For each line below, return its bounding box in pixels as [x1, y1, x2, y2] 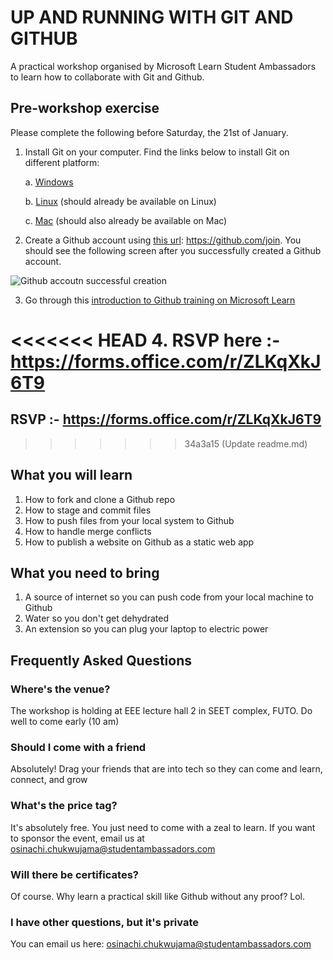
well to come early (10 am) [10, 716, 120, 728]
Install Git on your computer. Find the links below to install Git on [24, 146, 290, 158]
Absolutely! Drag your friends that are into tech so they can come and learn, [10, 763, 323, 775]
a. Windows [24, 176, 74, 188]
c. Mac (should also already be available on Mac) [24, 214, 228, 226]
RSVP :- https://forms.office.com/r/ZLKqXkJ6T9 [10, 411, 322, 428]
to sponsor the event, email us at [10, 832, 145, 844]
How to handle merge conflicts [24, 525, 152, 537]
